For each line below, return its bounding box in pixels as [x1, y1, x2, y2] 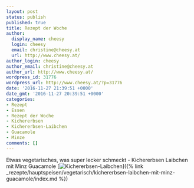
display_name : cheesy [11, 36, 65, 42]
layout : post [6, 8, 38, 15]
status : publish [6, 14, 46, 20]
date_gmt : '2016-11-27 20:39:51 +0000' [6, 91, 104, 97]
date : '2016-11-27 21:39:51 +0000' [6, 85, 94, 91]
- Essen [6, 107, 25, 113]
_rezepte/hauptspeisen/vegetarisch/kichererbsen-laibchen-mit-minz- [6, 169, 176, 176]
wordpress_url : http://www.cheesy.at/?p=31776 [6, 80, 123, 86]
